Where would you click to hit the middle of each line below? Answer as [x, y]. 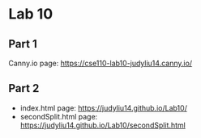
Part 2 [24, 88]
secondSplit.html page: [59, 116]
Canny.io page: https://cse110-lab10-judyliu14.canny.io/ [100, 63]
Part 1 [23, 44]
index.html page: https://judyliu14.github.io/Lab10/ [104, 108]
